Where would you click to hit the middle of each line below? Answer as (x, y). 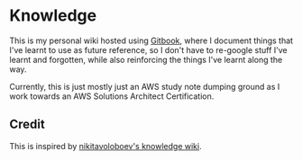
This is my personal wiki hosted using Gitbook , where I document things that (151, 40)
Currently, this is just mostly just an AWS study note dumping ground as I (145, 86)
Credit (27, 124)
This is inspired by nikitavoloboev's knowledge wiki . (105, 146)
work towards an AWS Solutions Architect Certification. (112, 96)
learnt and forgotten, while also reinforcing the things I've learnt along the (146, 59)
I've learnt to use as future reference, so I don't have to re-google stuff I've (148, 49)
